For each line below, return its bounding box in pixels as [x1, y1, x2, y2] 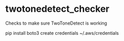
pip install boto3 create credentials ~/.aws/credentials [5, 30, 119, 36]
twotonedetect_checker [5, 3, 110, 15]
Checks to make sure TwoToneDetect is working [5, 20, 108, 26]
